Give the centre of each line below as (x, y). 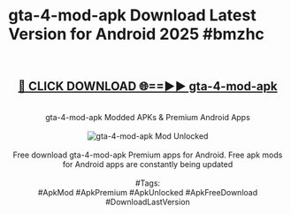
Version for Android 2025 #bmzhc (136, 34)
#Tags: (148, 183)
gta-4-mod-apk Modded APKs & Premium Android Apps (148, 117)
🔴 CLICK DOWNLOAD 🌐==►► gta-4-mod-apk (148, 86)
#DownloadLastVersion (148, 202)
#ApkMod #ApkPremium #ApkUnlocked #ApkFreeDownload (148, 192)
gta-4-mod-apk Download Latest (133, 15)
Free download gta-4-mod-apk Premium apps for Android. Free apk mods (148, 155)
